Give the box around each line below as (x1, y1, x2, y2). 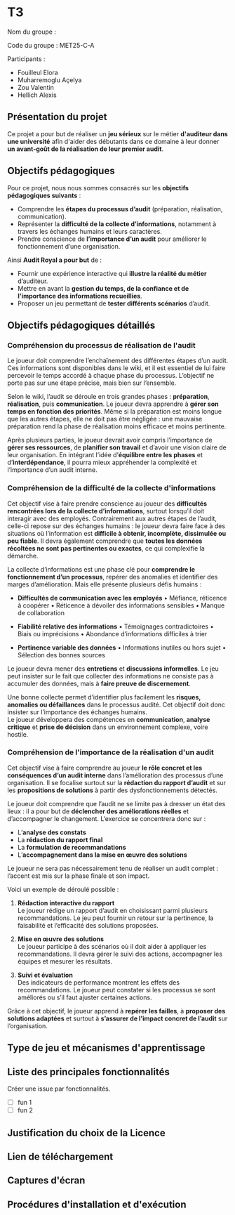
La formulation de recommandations (17, 843, 126, 851)
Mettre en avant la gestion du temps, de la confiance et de (17, 284, 189, 292)
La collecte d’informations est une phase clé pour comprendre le (7, 565, 195, 573)
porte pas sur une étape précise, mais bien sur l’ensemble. (7, 379, 177, 387)
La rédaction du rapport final (17, 835, 103, 843)
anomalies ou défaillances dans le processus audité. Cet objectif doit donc (7, 700, 226, 709)
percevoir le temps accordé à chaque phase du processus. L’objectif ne (7, 372, 215, 380)
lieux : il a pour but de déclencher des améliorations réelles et (7, 807, 189, 815)
